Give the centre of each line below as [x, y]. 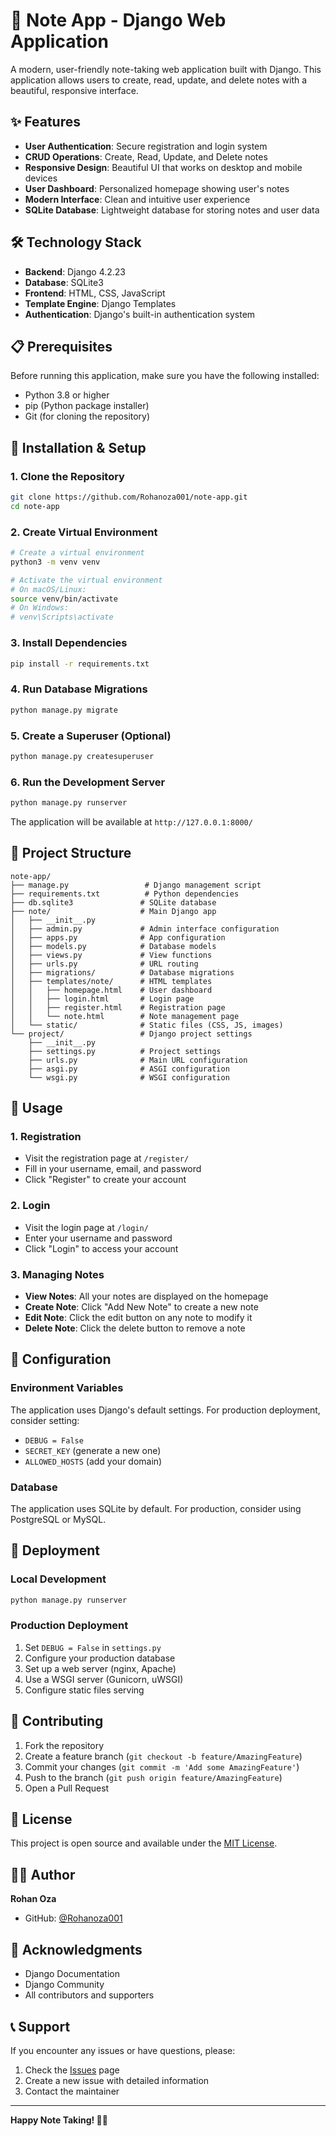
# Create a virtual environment [77, 553]
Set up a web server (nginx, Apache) [100, 1668]
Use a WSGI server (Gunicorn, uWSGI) [104, 1679]
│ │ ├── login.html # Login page [102, 999]
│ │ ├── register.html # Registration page [118, 1007]
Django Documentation [72, 1974]
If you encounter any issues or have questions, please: [123, 2050]
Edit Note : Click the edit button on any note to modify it [138, 1318]
